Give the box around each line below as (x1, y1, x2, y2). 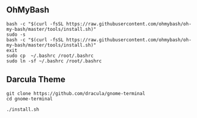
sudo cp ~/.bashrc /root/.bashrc (6, 53, 94, 59)
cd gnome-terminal (6, 96, 53, 102)
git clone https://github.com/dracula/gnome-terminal (6, 90, 146, 96)
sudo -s (6, 31, 26, 38)
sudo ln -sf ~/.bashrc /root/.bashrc (6, 57, 102, 64)
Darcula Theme (6, 74, 66, 85)
